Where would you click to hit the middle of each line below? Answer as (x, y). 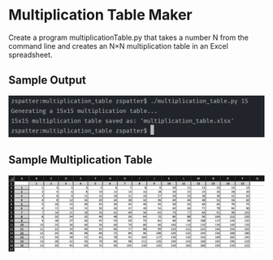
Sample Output (48, 80)
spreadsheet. (30, 54)
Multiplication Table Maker (100, 15)
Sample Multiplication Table (80, 160)
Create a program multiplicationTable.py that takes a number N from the (129, 37)
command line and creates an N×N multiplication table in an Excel (119, 45)
